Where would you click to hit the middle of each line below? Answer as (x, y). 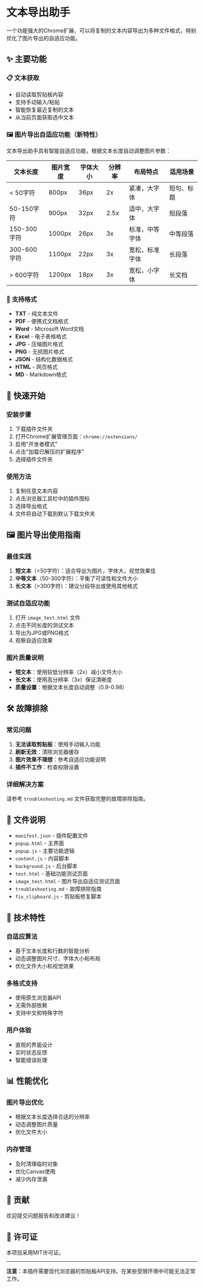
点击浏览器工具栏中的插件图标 (52, 499)
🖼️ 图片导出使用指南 (43, 535)
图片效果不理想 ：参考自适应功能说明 (60, 760)
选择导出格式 (31, 506)
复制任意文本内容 (36, 491)
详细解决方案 (25, 785)
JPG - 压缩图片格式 (39, 344)
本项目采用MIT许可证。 (35, 1253)
